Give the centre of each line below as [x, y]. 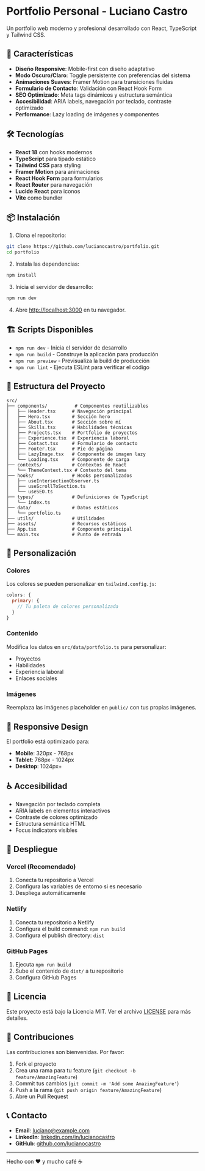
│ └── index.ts [28, 502]
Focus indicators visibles [46, 830]
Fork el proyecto [36, 1064]
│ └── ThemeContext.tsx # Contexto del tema [67, 470]
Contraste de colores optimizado [56, 817]
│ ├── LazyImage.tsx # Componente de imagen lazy [76, 454]
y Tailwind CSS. [26, 34]
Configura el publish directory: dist [60, 935]
